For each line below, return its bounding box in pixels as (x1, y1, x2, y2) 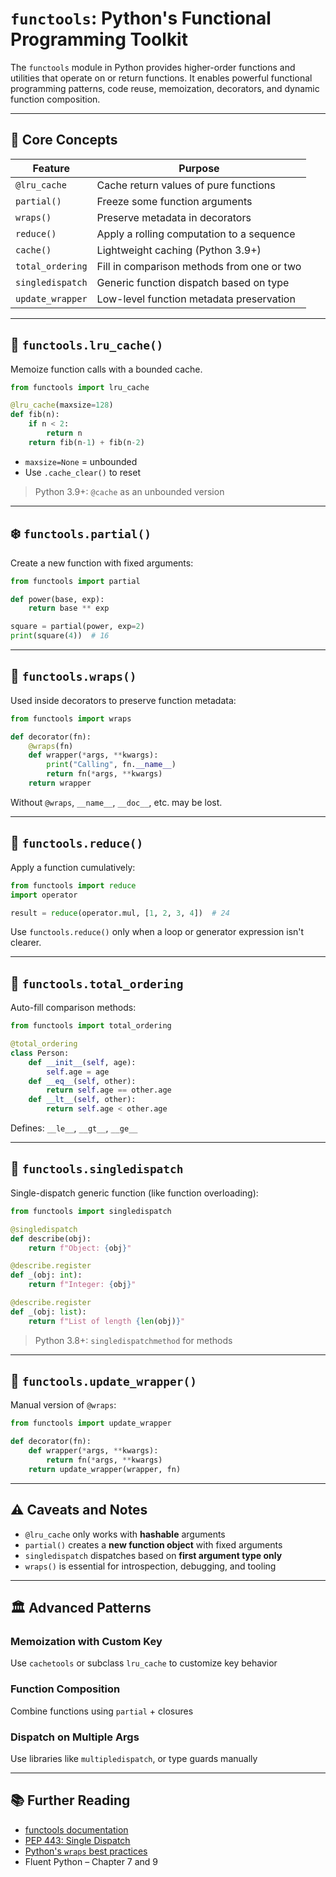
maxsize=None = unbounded (24, 455, 138, 467)
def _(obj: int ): (10, 1270, 83, 1281)
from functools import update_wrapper (10, 1418, 172, 1429)
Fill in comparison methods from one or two (96, 259, 302, 273)
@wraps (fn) (28, 741, 74, 751)
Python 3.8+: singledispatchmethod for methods (34, 1334, 233, 1346)
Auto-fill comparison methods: (10, 1002, 137, 1014)
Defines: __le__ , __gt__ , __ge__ (10, 1122, 138, 1134)
